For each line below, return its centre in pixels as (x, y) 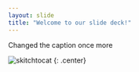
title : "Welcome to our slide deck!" (70, 23)
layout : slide (31, 15)
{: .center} (70, 60)
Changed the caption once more (60, 45)
